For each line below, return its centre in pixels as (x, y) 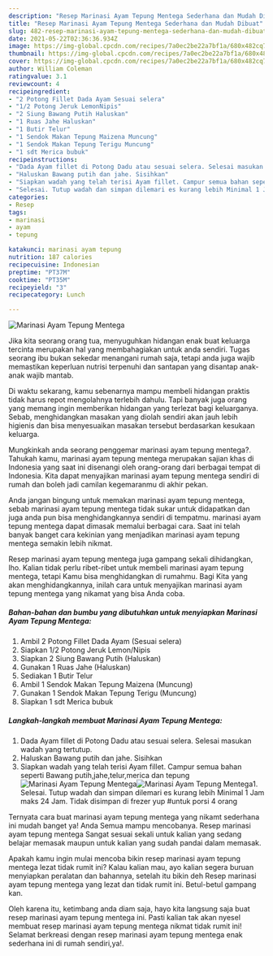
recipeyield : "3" (38, 288)
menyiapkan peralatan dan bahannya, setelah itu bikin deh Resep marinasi (132, 876)
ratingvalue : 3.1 (38, 76)
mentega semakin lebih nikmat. (61, 543)
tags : (17, 212)
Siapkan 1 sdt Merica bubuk (67, 702)
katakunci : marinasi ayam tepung (65, 250)
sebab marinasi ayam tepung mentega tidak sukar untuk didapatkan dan (129, 509)
